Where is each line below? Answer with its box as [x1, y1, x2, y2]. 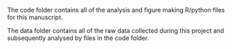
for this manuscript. [7, 13, 63, 21]
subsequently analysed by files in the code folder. [7, 34, 150, 42]
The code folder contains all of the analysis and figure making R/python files [7, 6, 225, 14]
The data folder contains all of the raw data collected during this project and [7, 27, 224, 35]
